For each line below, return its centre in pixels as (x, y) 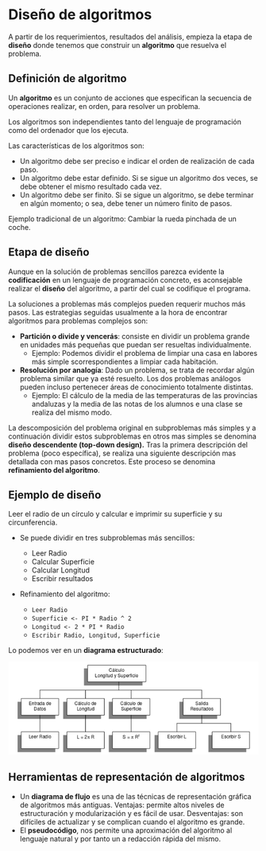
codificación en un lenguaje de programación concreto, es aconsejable (125, 279)
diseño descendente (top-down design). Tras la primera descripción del (128, 444)
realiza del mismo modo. (72, 412)
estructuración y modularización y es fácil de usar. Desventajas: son (131, 813)
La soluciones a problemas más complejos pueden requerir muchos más (127, 303)
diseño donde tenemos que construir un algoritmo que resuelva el (118, 45)
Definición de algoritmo (67, 78)
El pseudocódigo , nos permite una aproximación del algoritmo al (126, 830)
